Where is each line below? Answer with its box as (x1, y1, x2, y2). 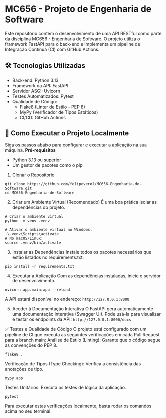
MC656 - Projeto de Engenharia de (5, 3, 152, 15)
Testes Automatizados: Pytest (12, 93, 74, 99)
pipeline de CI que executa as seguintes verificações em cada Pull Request (5, 331, 160, 337)
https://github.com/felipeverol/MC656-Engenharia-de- (27, 181, 142, 186)
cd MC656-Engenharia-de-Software (5, 190, 75, 195)
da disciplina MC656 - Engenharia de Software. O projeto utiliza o (5, 36, 140, 42)
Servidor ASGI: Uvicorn (12, 88, 61, 94)
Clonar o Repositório (12, 172, 55, 178)
